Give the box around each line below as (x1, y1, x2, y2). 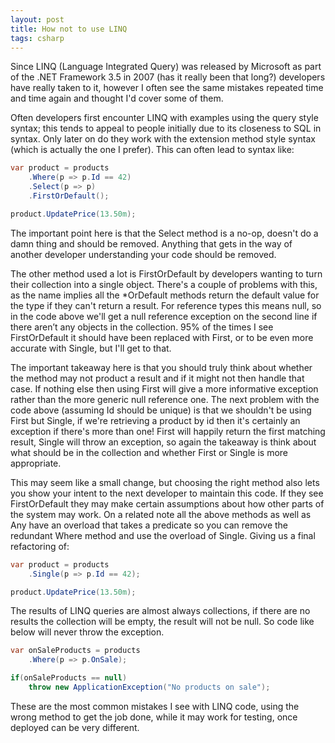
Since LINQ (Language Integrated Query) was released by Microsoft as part (10, 61, 322, 73)
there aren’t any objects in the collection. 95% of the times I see (10, 321, 274, 333)
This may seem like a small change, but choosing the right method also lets (10, 476, 320, 488)
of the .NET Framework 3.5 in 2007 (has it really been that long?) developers (10, 71, 326, 83)
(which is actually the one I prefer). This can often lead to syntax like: (10, 144, 295, 156)
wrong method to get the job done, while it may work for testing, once (10, 711, 298, 723)
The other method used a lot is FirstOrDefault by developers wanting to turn (10, 267, 323, 280)
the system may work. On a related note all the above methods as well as (10, 508, 312, 520)
